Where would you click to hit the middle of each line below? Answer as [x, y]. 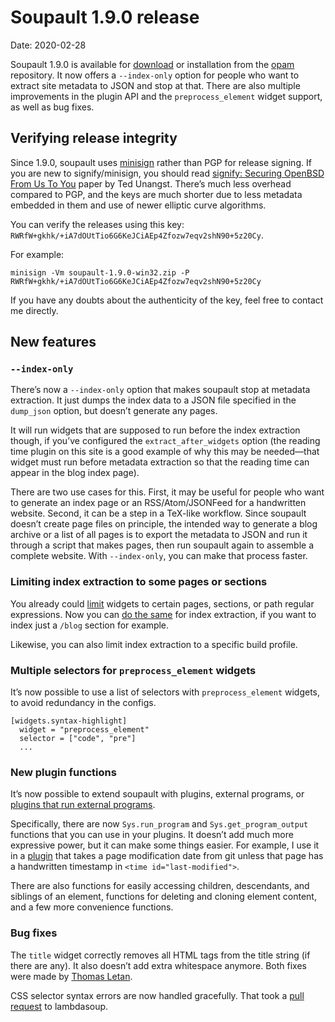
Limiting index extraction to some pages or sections [139, 582]
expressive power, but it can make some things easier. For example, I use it [165, 845]
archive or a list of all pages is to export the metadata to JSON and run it [159, 535]
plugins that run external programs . [83, 805]
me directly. [34, 310]
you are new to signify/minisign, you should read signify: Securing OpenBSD [167, 173]
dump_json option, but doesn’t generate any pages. [114, 411]
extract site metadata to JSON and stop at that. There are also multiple [155, 85]
